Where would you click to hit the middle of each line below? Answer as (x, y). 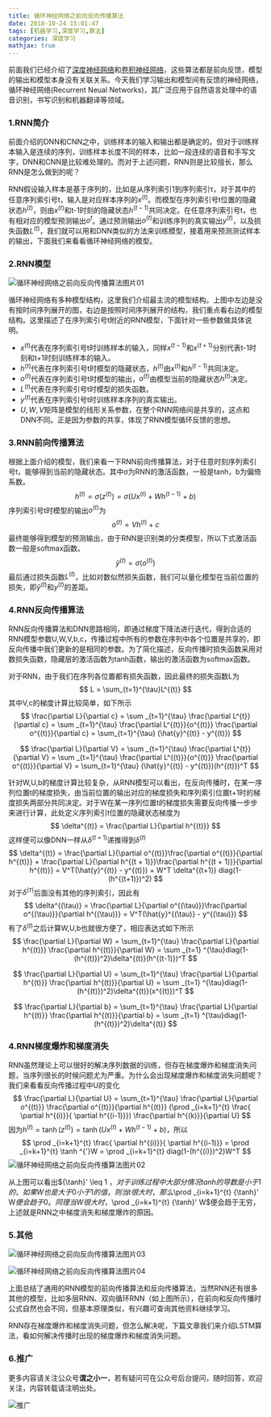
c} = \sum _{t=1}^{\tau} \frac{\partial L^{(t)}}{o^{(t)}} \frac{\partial (150, 725)
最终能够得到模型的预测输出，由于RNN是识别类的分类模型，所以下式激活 (129, 538)
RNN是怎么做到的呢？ (44, 172)
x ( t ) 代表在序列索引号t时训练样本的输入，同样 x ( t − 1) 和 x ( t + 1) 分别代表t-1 (135, 347)
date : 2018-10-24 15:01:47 (54, 23)
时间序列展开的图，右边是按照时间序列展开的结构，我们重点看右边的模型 (142, 310)
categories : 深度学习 (42, 38)
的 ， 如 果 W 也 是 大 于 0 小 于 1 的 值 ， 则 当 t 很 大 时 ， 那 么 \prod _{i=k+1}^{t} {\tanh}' (134, 1192)
